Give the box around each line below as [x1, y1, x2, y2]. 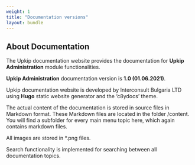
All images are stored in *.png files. [6, 134, 91, 142]
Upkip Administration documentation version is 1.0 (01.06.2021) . [6, 75, 166, 82]
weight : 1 [6, 8, 31, 15]
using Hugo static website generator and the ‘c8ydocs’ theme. [6, 93, 158, 100]
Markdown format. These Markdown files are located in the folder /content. [6, 111, 190, 118]
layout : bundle [6, 20, 44, 25]
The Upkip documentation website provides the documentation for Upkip [6, 57, 184, 64]
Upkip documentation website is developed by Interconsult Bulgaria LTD [6, 86, 182, 93]
